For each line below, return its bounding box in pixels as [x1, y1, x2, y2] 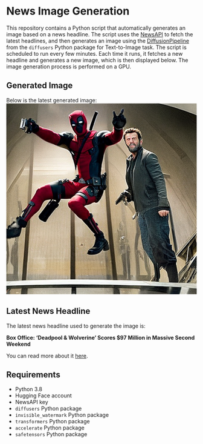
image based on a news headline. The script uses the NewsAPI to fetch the [6, 30, 193, 38]
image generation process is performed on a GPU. [6, 62, 132, 70]
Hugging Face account [14, 392, 72, 399]
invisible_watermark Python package [14, 411, 109, 419]
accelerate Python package [14, 424, 85, 431]
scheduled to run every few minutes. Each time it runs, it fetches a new [6, 50, 183, 57]
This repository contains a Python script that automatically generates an [6, 24, 186, 31]
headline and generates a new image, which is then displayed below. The [6, 56, 188, 64]
